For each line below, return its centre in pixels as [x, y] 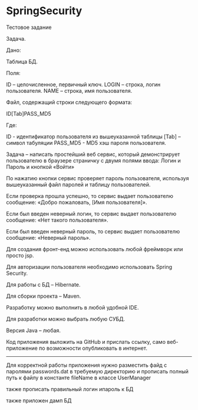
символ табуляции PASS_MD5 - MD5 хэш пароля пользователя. [86, 142]
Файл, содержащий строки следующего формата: [69, 102]
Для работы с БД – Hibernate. [43, 284]
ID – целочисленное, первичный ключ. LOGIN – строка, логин [83, 84]
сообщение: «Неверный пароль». [48, 237]
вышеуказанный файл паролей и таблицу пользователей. [78, 184]
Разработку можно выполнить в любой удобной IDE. [72, 307]
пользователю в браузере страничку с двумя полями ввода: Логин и [93, 160]
